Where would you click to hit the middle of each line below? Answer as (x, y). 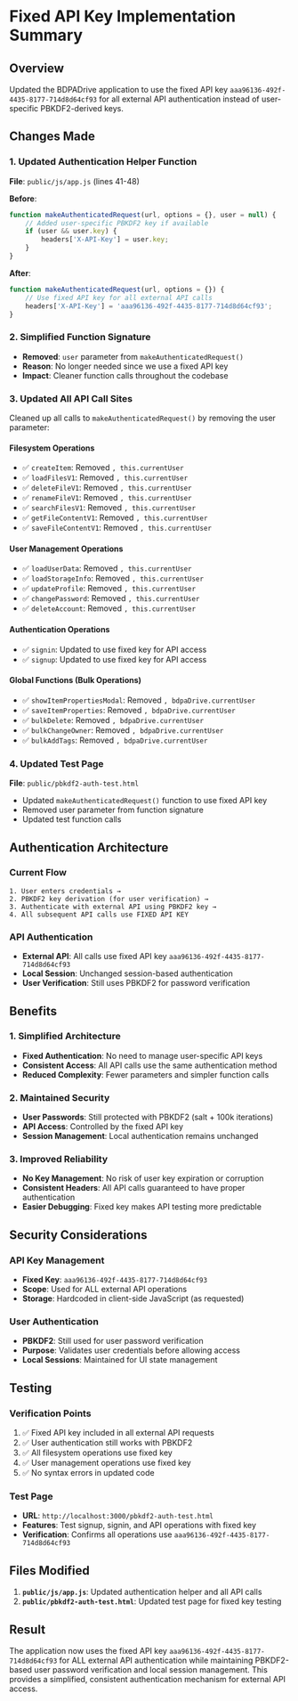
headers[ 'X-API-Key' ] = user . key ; (105, 240)
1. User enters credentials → (65, 891)
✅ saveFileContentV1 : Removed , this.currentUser (117, 528)
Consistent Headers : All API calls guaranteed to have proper (133, 1188)
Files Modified (50, 1571)
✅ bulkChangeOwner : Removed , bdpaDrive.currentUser (123, 730)
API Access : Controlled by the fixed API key (103, 1127)
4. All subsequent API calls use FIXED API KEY (99, 915)
